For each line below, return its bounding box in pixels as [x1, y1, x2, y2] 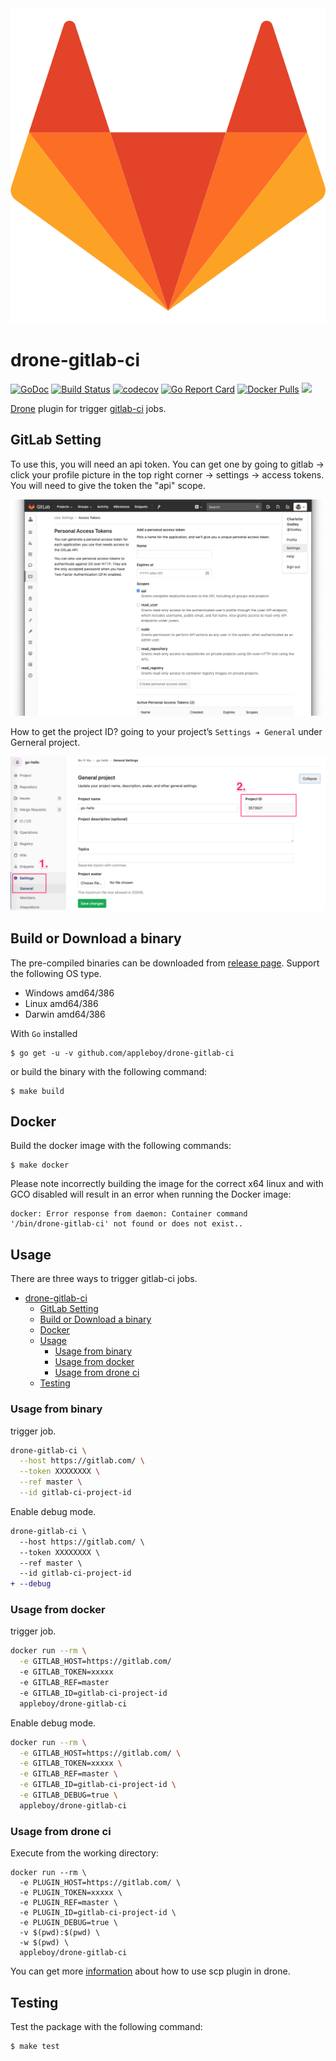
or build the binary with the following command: [10, 1065, 208, 1077]
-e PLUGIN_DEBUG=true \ [19, 1918, 118, 1928]
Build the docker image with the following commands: [10, 1140, 232, 1152]
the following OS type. [10, 967, 102, 979]
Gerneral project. [10, 736, 81, 748]
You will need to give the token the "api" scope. [10, 479, 207, 491]
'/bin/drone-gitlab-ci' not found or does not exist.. [10, 1219, 244, 1229]
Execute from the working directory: [10, 1847, 159, 1859]
